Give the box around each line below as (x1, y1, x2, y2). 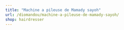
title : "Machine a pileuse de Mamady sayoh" (5, 7, 101, 13)
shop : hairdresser (5, 17, 44, 22)
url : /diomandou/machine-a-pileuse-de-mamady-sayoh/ (5, 12, 119, 17)
